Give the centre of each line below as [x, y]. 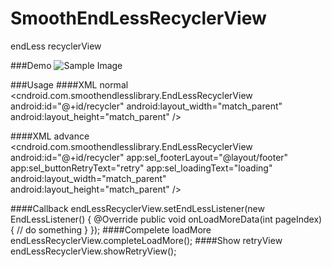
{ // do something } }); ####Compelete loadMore [111, 229]
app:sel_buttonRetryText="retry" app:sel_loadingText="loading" [141, 168]
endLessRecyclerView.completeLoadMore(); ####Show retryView [146, 240]
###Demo [31, 65]
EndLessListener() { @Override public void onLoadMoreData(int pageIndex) [166, 219]
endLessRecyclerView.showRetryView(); [93, 251]
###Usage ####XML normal [69, 84]
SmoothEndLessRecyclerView [138, 18]
